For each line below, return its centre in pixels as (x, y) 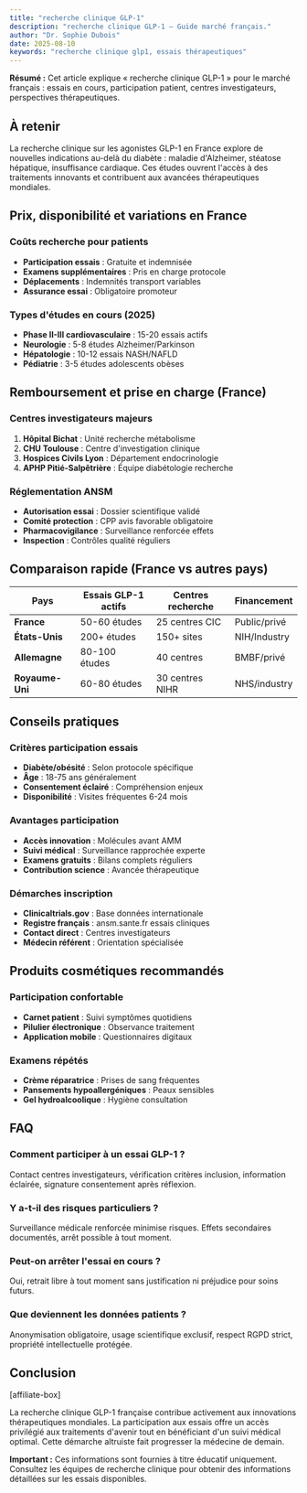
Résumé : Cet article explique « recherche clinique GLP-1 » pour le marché (150, 78)
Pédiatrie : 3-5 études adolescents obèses (103, 363)
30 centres (180, 678)
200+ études (108, 637)
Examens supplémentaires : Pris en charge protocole (124, 272)
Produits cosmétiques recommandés (117, 971)
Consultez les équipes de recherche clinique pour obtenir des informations (150, 1469)
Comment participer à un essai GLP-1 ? (97, 1155)
